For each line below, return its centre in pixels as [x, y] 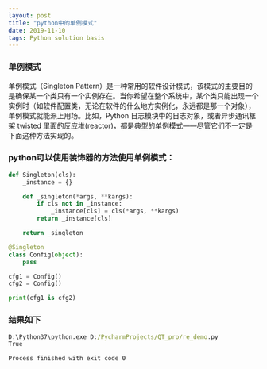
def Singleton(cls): [43, 175]
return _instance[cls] [74, 219]
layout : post [30, 15]
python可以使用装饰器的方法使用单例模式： [91, 158]
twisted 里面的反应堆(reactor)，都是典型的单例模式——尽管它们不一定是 [135, 125]
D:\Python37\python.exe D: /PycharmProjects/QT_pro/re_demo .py [113, 337]
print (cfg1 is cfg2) [43, 298]
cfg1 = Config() [35, 276]
